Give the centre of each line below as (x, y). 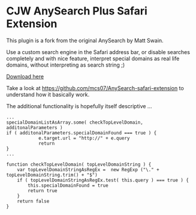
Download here (25, 76)
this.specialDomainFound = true (68, 185)
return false (33, 201)
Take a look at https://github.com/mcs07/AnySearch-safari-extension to (95, 88)
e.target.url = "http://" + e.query (84, 138)
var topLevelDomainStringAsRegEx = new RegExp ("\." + (88, 169)
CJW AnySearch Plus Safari (77, 11)
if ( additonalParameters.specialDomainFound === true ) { (82, 133)
